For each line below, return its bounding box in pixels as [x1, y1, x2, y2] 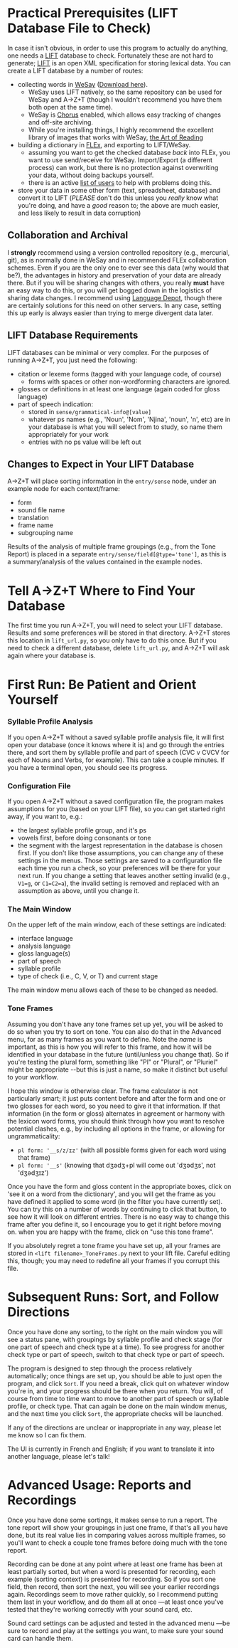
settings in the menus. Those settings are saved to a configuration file [17, 856, 222, 865]
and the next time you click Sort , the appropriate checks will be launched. [7, 1409, 224, 1417]
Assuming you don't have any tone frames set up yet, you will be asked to [7, 1020, 224, 1028]
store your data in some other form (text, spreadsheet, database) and [17, 186, 221, 194]
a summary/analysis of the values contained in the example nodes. [7, 557, 202, 566]
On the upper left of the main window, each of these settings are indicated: [7, 920, 227, 929]
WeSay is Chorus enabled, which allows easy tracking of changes [28, 110, 222, 119]
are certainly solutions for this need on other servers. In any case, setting [7, 301, 222, 310]
